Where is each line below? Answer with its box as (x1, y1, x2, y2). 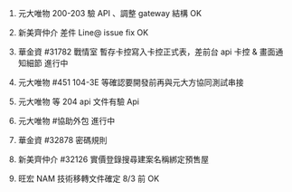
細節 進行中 (25, 58, 69, 68)
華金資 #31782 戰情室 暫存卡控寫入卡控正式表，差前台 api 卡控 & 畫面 (17, 46, 276, 57)
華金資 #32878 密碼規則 (17, 135, 108, 145)
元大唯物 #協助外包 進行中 (17, 116, 116, 126)
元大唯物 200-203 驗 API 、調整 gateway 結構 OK (17, 8, 202, 18)
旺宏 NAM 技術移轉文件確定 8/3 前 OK (17, 173, 160, 184)
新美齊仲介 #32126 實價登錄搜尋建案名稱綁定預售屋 (17, 154, 210, 165)
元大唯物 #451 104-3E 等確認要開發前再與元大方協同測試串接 (17, 77, 244, 88)
